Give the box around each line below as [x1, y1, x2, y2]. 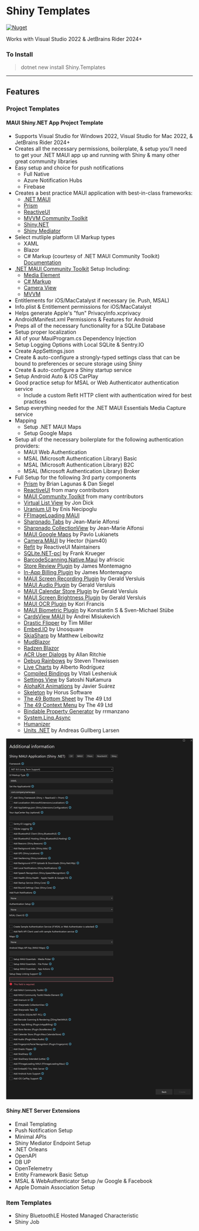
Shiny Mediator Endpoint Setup [14, 1139, 91, 1147]
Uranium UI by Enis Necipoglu [23, 505, 97, 512]
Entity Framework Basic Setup [14, 1171, 89, 1179]
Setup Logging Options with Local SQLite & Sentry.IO [14, 341, 145, 348]
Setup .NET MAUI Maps [23, 423, 82, 430]
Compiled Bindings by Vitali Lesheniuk [23, 669, 117, 676]
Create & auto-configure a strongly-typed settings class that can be [14, 353, 181, 361]
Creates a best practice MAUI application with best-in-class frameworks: [14, 189, 193, 196]
